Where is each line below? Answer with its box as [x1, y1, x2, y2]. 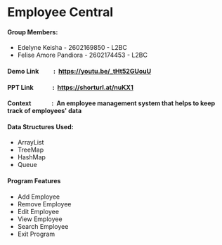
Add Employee [17, 192, 60, 201]
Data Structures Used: [7, 122, 74, 131]
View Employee [17, 215, 63, 223]
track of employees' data [7, 107, 82, 115]
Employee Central [7, 4, 114, 20]
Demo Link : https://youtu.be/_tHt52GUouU [7, 67, 152, 75]
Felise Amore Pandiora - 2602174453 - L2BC [17, 51, 148, 60]
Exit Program [17, 230, 55, 238]
